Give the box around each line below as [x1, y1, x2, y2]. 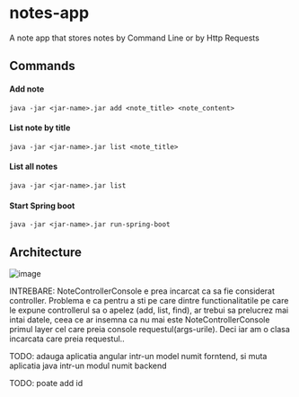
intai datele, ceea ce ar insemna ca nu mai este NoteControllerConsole [9, 313, 270, 325]
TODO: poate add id [9, 377, 84, 388]
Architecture [9, 244, 83, 260]
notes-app [9, 3, 90, 23]
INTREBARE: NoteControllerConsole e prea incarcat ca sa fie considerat [9, 286, 276, 296]
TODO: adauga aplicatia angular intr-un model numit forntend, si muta [9, 350, 268, 361]
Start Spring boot [9, 200, 75, 211]
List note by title [9, 122, 71, 133]
